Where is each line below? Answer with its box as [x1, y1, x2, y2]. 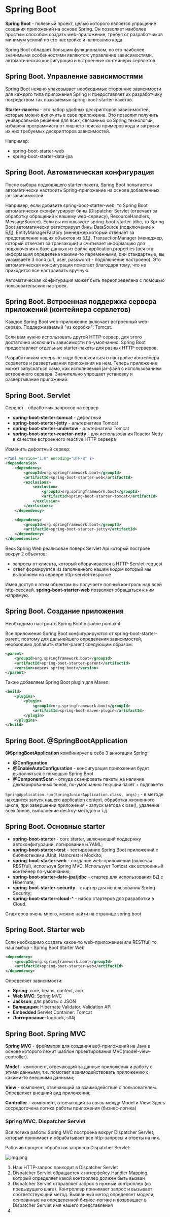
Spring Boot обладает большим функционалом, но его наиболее [5, 46, 145, 52]
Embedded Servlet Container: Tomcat [12, 1009, 92, 1015]
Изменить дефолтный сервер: [5, 446, 71, 452]
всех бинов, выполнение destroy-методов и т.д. [5, 808, 109, 814]
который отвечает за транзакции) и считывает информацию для [5, 240, 145, 246]
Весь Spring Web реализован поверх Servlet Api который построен [5, 545, 151, 551]
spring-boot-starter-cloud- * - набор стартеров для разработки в [12, 895, 154, 902]
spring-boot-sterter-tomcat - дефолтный [12, 414, 101, 421]
